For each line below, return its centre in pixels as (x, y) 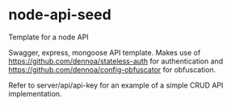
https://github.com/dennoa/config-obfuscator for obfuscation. (112, 69)
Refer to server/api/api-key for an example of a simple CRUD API (116, 85)
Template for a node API (48, 37)
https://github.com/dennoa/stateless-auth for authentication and (116, 61)
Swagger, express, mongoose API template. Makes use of (105, 52)
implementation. (35, 93)
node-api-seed (60, 15)
